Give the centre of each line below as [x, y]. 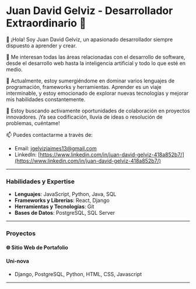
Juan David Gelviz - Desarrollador [90, 11]
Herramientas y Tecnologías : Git [54, 207]
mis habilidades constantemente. [46, 99]
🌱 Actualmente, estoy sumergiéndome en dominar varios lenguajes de [90, 81]
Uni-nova [17, 261]
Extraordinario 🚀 [46, 23]
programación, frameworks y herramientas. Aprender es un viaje [84, 87]
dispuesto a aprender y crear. [41, 46]
